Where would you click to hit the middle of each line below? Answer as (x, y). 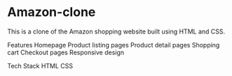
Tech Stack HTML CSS (40, 66)
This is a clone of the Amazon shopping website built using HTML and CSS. (116, 31)
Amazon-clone (52, 12)
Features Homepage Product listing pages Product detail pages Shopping (114, 45)
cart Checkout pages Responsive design (66, 52)
